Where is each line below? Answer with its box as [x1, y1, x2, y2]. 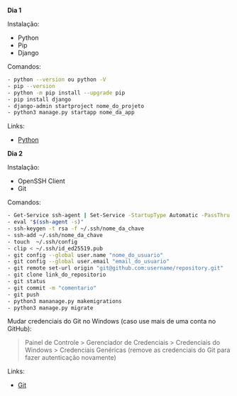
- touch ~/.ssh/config [7, 238, 78, 246]
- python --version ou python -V [7, 76, 106, 83]
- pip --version [7, 82, 55, 89]
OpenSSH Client [17, 177, 65, 185]
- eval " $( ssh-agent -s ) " [7, 219, 84, 226]
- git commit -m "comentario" [7, 284, 97, 292]
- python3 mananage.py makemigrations [7, 297, 122, 304]
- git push [7, 291, 40, 298]
